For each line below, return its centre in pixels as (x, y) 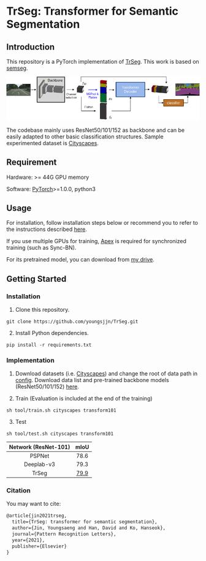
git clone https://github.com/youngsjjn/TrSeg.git (72, 322)
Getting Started (36, 279)
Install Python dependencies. (52, 333)
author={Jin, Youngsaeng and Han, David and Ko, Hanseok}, (89, 528)
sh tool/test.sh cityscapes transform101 (60, 434)
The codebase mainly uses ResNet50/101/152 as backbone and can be (96, 130)
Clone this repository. (42, 310)
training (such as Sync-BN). (41, 248)
